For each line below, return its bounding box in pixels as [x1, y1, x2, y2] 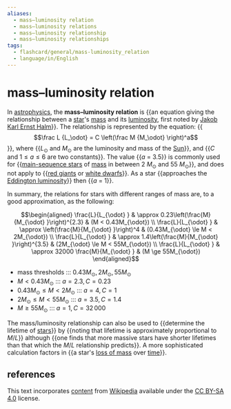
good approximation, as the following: [7, 198, 114, 206]
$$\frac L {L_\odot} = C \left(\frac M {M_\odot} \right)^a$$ [33, 133, 199, 142]
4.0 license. [7, 394, 40, 403]
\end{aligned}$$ [92, 255, 140, 263]
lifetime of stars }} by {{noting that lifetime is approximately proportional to [7, 326, 217, 335]
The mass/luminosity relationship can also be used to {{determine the [7, 319, 205, 327]
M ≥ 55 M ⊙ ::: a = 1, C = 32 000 [17, 304, 106, 314]
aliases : [7, 10, 32, 17]
